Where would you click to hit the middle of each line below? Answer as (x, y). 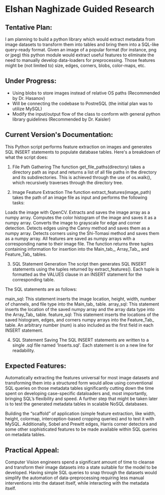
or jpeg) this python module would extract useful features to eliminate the (80, 55)
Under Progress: (31, 81)
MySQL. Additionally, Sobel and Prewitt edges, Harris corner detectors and (81, 424)
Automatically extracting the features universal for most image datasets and (82, 378)
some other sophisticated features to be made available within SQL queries (81, 429)
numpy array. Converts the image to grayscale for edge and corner (73, 223)
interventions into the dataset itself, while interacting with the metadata (77, 483)
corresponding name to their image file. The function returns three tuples (79, 244)
